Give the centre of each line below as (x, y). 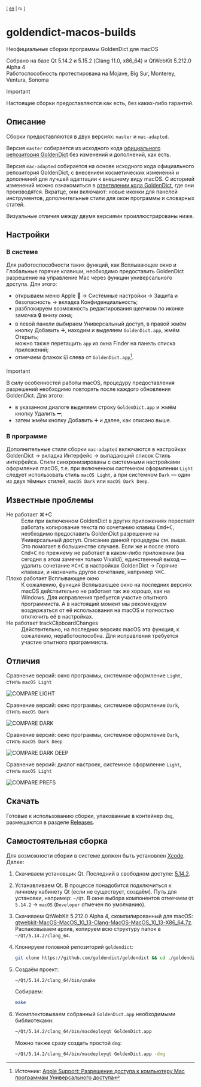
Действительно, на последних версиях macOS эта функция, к (100, 629)
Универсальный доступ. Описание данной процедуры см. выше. (104, 540)
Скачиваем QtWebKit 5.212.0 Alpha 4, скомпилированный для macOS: (104, 916)
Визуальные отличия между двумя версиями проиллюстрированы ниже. (100, 216)
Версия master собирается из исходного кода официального (83, 148)
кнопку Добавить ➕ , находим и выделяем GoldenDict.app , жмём (97, 330)
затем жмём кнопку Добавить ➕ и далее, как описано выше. (93, 420)
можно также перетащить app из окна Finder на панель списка (95, 344)
